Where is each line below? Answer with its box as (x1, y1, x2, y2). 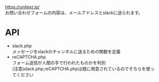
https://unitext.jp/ (5, 4, 40, 10)
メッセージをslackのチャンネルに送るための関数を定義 (12, 48, 121, 55)
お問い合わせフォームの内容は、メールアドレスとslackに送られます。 (5, 10, 143, 15)
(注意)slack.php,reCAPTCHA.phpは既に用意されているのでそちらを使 (12, 66, 151, 71)
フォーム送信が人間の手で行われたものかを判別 (12, 60, 106, 66)
